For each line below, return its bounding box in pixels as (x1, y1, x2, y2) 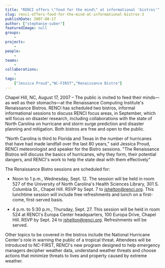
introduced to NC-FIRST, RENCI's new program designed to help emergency (5, 242, 161, 248)
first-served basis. (26, 196, 64, 203)
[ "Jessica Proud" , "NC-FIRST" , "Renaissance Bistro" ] (14, 81, 122, 86)
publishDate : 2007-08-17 (5, 16, 56, 21)
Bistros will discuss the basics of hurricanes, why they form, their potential (5, 151, 157, 157)
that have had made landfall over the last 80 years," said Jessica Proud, (5, 140, 151, 146)
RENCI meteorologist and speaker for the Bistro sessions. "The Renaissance (5, 146, 160, 152)
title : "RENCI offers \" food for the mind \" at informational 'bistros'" (5, 7, 160, 12)
